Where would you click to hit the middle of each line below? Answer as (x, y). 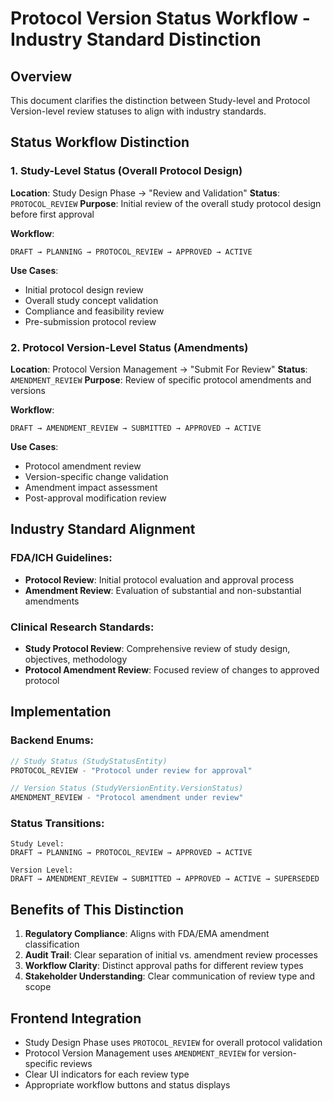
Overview (41, 76)
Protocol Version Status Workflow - (160, 18)
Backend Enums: (52, 740)
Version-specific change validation (96, 476)
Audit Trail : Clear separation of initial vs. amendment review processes (171, 955)
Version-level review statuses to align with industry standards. (138, 111)
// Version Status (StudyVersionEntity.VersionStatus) (127, 788)
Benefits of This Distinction (97, 909)
